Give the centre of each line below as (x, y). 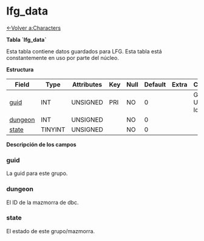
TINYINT (53, 130)
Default (155, 84)
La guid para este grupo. (37, 173)
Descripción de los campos (42, 144)
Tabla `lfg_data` (26, 39)
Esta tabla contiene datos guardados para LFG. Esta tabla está (84, 51)
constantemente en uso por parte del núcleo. (63, 58)
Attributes (87, 84)
